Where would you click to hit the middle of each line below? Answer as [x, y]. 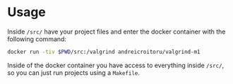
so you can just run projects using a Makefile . [73, 72]
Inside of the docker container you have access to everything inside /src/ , [116, 65]
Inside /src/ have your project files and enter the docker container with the [116, 31]
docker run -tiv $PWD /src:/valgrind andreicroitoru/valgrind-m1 [104, 52]
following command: [37, 38]
